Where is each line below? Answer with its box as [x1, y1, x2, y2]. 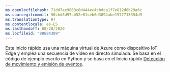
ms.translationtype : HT [5, 17, 56, 22]
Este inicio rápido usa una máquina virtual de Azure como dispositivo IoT [5, 45, 158, 51]
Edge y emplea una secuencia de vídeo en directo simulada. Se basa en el [5, 50, 161, 56]
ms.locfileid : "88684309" [5, 31, 60, 36]
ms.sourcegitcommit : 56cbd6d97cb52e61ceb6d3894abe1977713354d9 [5, 12, 143, 17]
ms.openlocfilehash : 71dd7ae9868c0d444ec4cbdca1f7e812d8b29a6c [5, 7, 143, 13]
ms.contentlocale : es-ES [5, 21, 58, 27]
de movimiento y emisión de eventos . [5, 61, 84, 67]
